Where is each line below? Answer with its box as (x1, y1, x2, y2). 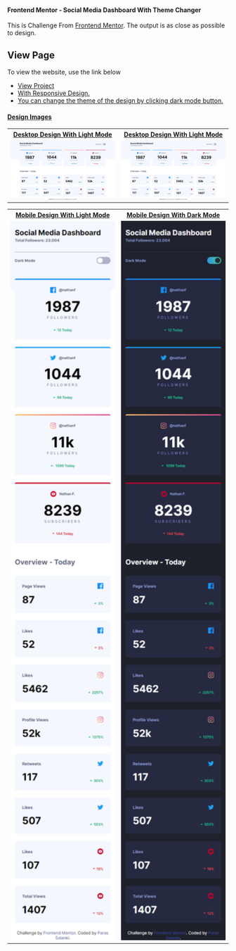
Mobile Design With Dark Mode (126, 210, 221, 219)
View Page (7, 49, 55, 61)
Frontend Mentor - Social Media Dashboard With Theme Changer (7, 6, 202, 14)
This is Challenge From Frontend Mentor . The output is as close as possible (7, 21, 225, 30)
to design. (7, 29, 37, 37)
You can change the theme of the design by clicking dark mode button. (17, 96, 223, 105)
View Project (17, 82, 55, 90)
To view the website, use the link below (7, 68, 122, 77)
